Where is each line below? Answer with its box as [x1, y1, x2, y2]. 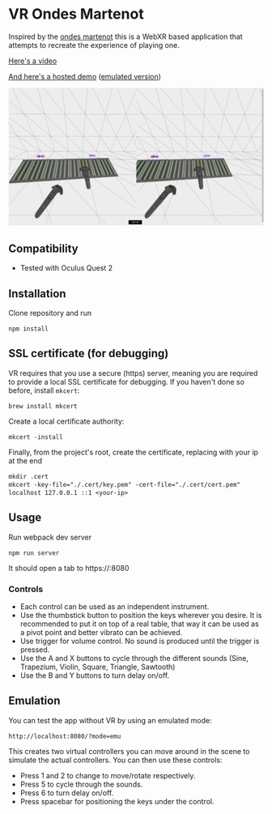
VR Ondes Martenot [8, 5, 144, 23]
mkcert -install [8, 433, 63, 441]
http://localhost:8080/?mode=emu [8, 732, 121, 740]
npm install [8, 325, 49, 333]
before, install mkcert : [8, 386, 80, 395]
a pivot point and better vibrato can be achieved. [19, 627, 183, 637]
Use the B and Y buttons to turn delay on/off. [19, 670, 170, 680]
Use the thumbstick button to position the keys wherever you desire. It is [19, 610, 262, 620]
